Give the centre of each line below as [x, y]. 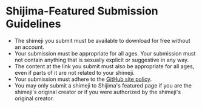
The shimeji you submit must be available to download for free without [102, 40]
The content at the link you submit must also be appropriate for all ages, [104, 66]
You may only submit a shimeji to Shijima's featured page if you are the [103, 85]
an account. [29, 47]
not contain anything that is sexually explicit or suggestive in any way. [102, 60]
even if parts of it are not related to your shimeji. [74, 72]
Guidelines [33, 24]
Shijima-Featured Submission [82, 11]
